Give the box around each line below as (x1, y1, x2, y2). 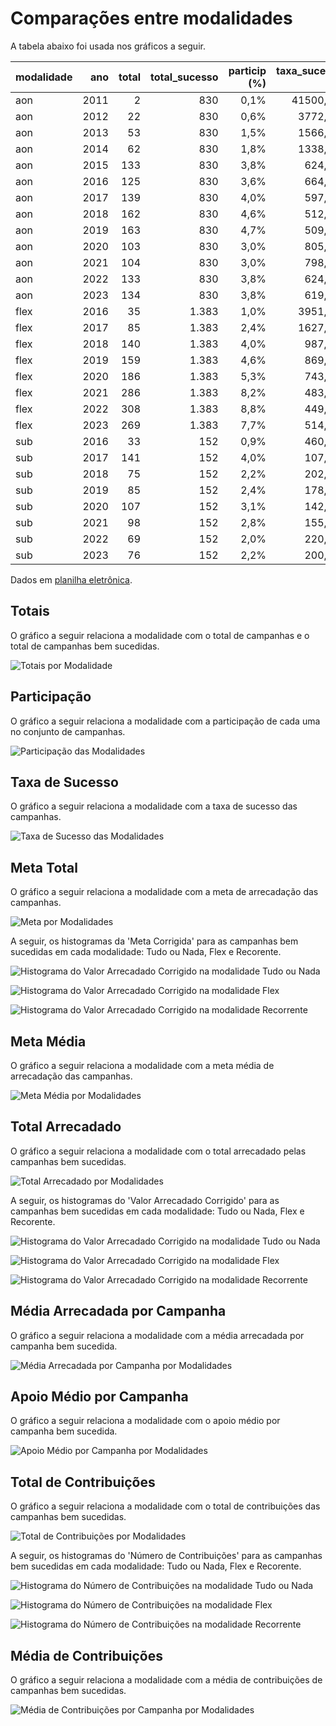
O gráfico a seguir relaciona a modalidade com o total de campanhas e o (10, 629, 310, 641)
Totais (10, 603, 50, 620)
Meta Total (10, 859, 78, 876)
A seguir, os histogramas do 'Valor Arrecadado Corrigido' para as (10, 1194, 280, 1206)
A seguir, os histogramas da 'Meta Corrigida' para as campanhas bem (10, 935, 299, 947)
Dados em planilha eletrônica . (10, 573, 133, 586)
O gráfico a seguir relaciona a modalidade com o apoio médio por (10, 1415, 281, 1427)
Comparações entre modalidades (10, 7, 293, 30)
